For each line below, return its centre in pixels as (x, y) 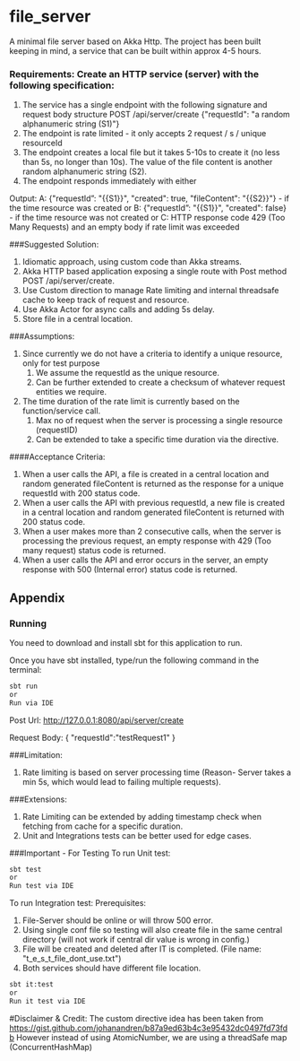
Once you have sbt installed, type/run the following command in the (134, 660)
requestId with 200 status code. (81, 493)
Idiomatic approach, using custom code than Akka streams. (132, 262)
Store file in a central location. (77, 319)
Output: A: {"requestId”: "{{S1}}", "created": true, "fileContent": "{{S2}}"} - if (149, 198)
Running (28, 623)
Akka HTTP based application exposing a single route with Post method (154, 272)
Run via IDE (31, 703)
